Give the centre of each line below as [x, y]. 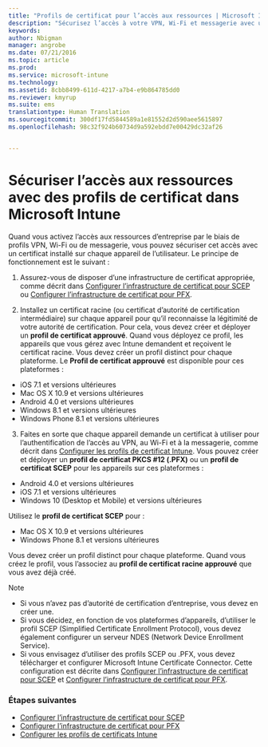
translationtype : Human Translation [69, 113]
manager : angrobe [37, 45]
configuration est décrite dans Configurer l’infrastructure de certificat [134, 670]
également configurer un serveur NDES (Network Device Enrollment [132, 637]
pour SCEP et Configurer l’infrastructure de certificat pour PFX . [124, 679]
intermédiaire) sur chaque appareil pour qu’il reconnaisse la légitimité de [138, 318]
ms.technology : [33, 82]
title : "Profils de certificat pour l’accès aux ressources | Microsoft [132, 16]
